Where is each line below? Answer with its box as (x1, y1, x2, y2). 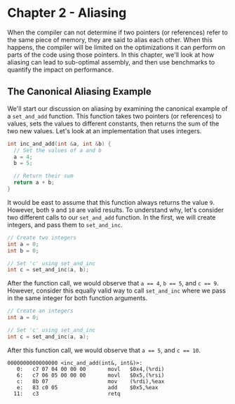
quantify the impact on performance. (7, 65, 114, 74)
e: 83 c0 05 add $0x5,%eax (16, 384, 159, 391)
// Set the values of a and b (13, 147, 102, 154)
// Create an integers (7, 307, 74, 315)
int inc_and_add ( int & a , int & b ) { (7, 140, 112, 147)
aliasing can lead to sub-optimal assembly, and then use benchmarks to (7, 58, 215, 66)
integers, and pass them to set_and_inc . (7, 220, 123, 229)
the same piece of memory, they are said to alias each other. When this (7, 35, 213, 43)
